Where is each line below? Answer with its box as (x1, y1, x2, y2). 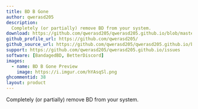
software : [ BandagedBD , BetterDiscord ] (6, 52, 104, 58)
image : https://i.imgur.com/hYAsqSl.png (16, 69, 117, 75)
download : (6, 31, 31, 37)
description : (6, 19, 38, 25)
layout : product (6, 80, 46, 86)
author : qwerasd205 (6, 14, 54, 20)
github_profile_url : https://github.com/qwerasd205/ (6, 36, 138, 42)
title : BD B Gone (6, 8, 49, 15)
